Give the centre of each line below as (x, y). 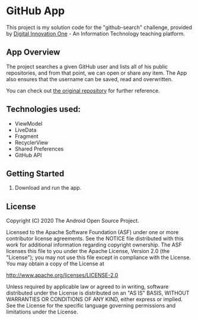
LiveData (25, 130)
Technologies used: (44, 109)
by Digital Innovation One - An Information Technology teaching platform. (96, 33)
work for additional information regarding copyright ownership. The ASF (94, 245)
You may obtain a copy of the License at (55, 264)
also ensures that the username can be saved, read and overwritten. (90, 79)
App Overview (33, 52)
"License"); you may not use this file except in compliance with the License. (99, 257)
